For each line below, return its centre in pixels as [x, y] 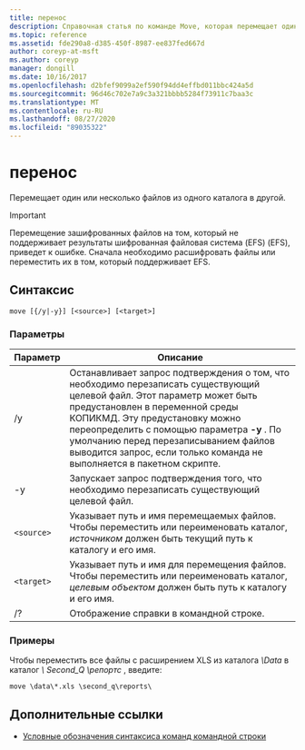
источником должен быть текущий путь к [161, 538]
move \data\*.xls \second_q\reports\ [81, 686]
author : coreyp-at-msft [54, 52]
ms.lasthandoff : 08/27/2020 [63, 119]
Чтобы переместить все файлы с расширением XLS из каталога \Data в [149, 660]
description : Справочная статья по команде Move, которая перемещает [144, 26]
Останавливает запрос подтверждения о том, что [180, 373]
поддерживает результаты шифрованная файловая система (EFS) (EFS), [150, 242]
